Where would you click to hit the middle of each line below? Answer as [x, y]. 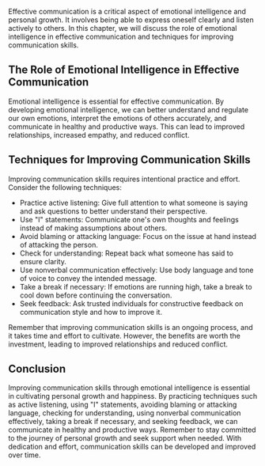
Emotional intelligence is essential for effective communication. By [116, 101]
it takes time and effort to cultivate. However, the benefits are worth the [125, 335]
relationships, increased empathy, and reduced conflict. [99, 134]
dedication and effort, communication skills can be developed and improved [132, 447]
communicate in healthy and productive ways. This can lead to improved [127, 127]
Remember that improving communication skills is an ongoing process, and [131, 327]
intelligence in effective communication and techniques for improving [121, 36]
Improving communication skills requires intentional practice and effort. [124, 179]
